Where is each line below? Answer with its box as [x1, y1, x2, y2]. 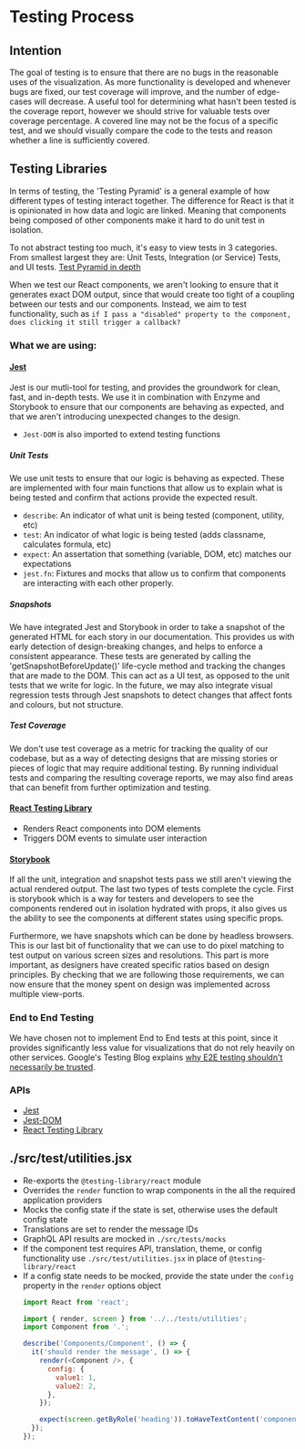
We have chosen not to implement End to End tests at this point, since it [9, 1032, 279, 1043]
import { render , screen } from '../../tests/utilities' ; [22, 1314, 248, 1323]
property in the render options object [22, 1280, 162, 1291]
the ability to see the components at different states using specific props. [9, 913, 284, 924]
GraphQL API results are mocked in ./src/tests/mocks [22, 1233, 227, 1244]
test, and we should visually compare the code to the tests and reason [9, 125, 273, 136]
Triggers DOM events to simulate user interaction [22, 833, 208, 844]
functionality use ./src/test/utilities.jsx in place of [22, 1253, 228, 1264]
